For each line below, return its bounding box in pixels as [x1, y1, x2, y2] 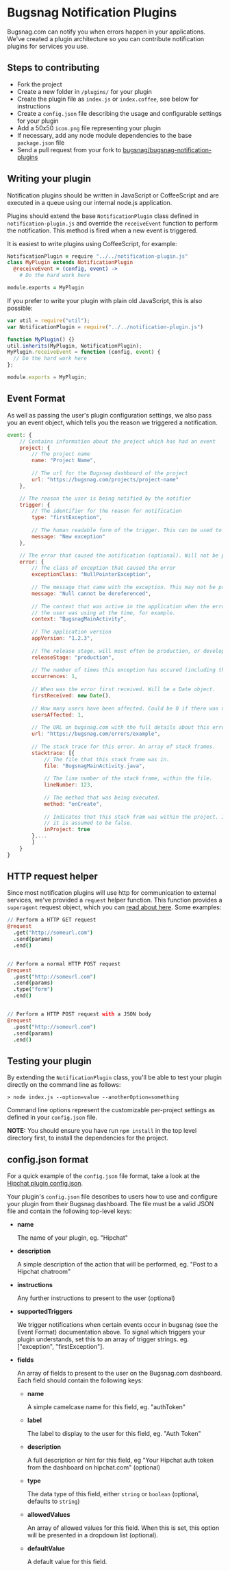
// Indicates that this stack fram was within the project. [43, 813, 219, 820]
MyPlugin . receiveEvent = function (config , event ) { [7, 348, 161, 356]
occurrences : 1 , [31, 673, 78, 680]
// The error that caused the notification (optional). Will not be [19, 552, 219, 559]
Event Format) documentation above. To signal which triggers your [16, 1328, 205, 1336]
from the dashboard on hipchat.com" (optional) [27, 1463, 161, 1472]
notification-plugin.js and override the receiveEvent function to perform [7, 219, 218, 227]
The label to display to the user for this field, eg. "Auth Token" [27, 1430, 201, 1438]
